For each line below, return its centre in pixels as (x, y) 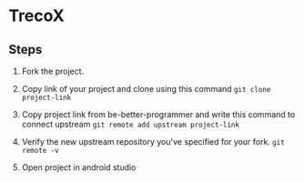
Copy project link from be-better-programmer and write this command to (158, 114)
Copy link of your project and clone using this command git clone (146, 89)
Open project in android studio (79, 167)
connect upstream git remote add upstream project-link (131, 124)
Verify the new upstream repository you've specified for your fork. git (153, 142)
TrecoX (37, 16)
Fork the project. (53, 71)
